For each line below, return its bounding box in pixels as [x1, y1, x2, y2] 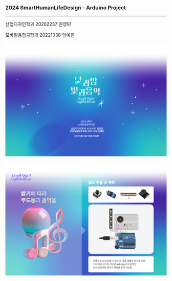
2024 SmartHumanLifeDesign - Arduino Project [5, 4, 126, 11]
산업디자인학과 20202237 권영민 [5, 21, 72, 27]
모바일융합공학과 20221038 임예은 [5, 32, 75, 38]
